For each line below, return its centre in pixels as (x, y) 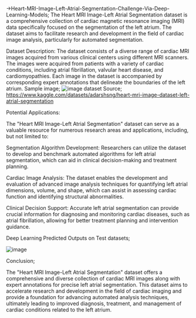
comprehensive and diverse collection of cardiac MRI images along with (93, 278)
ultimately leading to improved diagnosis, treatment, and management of (94, 303)
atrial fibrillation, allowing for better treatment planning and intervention (92, 220)
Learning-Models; (28, 15)
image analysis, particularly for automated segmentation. (75, 40)
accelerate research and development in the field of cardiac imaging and (94, 291)
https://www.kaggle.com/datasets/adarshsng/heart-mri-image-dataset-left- (98, 95)
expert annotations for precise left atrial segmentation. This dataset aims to (97, 285)
